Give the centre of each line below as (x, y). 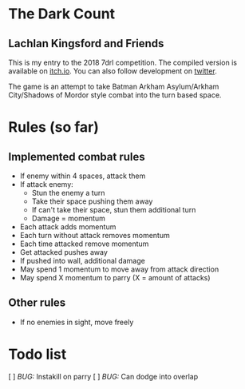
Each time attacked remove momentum (84, 244)
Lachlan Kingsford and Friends (86, 44)
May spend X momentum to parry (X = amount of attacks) (115, 278)
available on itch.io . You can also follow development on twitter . (113, 71)
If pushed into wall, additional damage (82, 261)
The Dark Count (62, 14)
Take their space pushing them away (92, 201)
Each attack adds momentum (68, 227)
